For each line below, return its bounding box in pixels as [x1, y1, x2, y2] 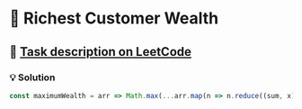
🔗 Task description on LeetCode [9, 44, 191, 59]
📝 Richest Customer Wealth [9, 8, 218, 29]
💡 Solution [9, 71, 56, 84]
